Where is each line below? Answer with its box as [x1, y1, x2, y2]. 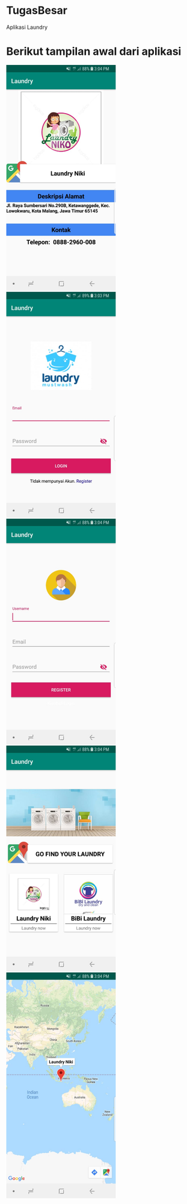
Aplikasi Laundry [6, 23, 48, 31]
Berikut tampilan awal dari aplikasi [6, 45, 182, 58]
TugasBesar [6, 4, 68, 17]
